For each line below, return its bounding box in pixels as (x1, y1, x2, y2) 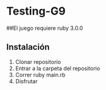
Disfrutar (15, 77, 38, 85)
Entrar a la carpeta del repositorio (15, 64, 100, 72)
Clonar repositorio (15, 58, 61, 65)
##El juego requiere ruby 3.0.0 (6, 24, 83, 32)
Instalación (6, 42, 50, 52)
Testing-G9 (6, 4, 66, 18)
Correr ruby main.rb (15, 71, 66, 78)
